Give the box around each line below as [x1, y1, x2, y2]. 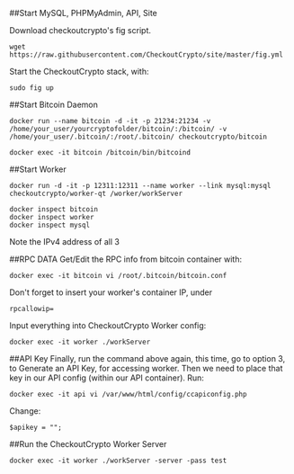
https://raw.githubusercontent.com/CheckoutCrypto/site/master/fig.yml [9, 50, 283, 59]
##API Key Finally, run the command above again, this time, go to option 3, [9, 353, 286, 363]
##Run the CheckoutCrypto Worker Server [9, 439, 167, 449]
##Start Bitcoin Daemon [9, 99, 99, 110]
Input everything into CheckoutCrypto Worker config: [9, 320, 207, 331]
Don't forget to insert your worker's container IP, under [9, 287, 213, 298]
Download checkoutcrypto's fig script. [9, 25, 151, 35]
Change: [9, 406, 41, 416]
